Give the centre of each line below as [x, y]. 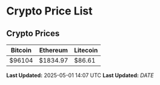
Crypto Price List [49, 11]
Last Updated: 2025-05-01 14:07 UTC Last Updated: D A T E [80, 75]
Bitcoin [21, 50]
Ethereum [54, 50]
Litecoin [86, 50]
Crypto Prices [33, 33]
